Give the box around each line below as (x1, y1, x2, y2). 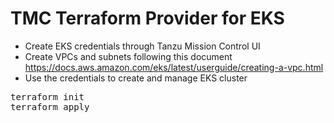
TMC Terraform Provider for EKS (10, 7, 285, 30)
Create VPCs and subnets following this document (24, 50, 233, 62)
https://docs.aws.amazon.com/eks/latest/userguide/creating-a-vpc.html (24, 61, 324, 73)
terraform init (10, 91, 85, 102)
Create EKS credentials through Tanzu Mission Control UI (24, 40, 261, 52)
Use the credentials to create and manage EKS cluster (24, 72, 248, 84)
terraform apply (10, 101, 90, 112)
